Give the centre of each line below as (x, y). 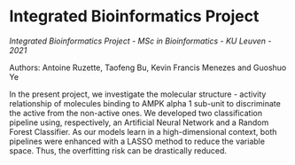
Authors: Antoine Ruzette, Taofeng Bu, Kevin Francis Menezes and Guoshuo (148, 67)
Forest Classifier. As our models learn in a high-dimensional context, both (143, 131)
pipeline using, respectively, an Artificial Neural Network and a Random (139, 122)
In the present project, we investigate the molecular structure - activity (138, 94)
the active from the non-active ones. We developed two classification (136, 113)
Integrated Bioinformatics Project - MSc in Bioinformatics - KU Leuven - (140, 41)
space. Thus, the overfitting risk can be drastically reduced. (118, 150)
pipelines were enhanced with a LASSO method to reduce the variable (137, 141)
